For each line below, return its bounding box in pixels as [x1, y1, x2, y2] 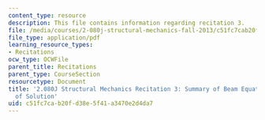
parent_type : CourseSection [8, 70, 101, 78]
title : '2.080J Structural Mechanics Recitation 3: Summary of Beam [8, 84, 238, 93]
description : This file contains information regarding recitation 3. [8, 19, 245, 27]
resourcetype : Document [8, 77, 87, 85]
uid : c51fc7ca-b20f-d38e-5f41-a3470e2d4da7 [8, 99, 154, 107]
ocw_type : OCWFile [8, 56, 69, 64]
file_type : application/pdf [8, 33, 101, 42]
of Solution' [15, 92, 58, 100]
